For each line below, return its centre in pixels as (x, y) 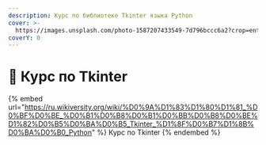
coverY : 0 (25, 38)
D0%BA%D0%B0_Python (50, 132)
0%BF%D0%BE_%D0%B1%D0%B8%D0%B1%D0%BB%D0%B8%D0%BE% (133, 116)
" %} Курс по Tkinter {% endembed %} (156, 132)
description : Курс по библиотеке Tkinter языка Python (101, 15)
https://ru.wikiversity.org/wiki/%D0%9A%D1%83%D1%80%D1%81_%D (141, 107)
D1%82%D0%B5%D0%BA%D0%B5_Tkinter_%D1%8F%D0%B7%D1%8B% (131, 124)
